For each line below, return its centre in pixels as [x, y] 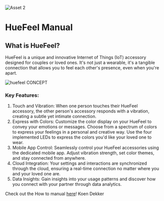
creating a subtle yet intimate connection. [54, 116]
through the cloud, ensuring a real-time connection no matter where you [85, 169]
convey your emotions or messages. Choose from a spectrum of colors [84, 127]
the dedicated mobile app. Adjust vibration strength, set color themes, [83, 153]
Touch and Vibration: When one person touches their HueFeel [75, 106]
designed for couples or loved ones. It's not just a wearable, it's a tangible [80, 62]
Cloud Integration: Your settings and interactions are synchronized [80, 163]
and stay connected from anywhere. [49, 158]
